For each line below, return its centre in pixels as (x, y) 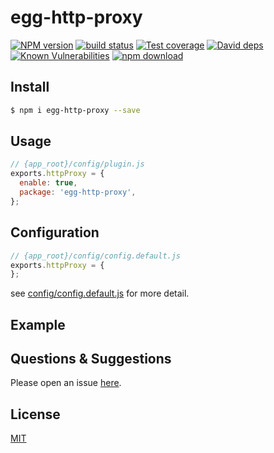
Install (30, 87)
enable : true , (48, 183)
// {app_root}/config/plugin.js (77, 164)
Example (38, 324)
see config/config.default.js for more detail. (100, 293)
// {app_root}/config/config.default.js (96, 256)
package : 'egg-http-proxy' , (78, 192)
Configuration (55, 232)
